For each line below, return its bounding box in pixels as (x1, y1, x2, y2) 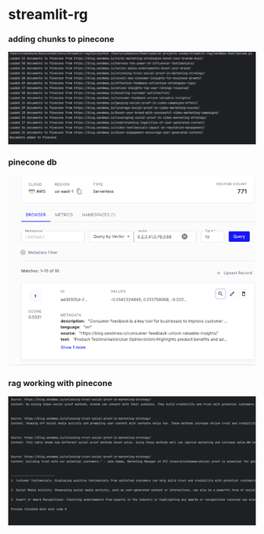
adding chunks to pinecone (8, 34, 115, 45)
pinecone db (8, 156, 57, 167)
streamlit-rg (8, 6, 88, 24)
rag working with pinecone (8, 378, 112, 389)
